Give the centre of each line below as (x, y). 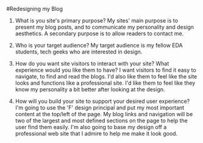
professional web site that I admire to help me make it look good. (96, 134)
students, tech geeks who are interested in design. (79, 52)
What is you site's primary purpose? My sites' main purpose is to (97, 20)
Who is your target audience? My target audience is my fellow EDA (99, 45)
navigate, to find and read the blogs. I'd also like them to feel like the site (106, 76)
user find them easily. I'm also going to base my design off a (91, 127)
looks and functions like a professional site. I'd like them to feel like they (105, 83)
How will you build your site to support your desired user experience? (102, 101)
